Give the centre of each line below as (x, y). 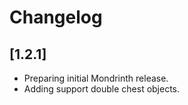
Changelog (56, 17)
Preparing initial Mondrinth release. (96, 78)
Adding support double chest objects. (102, 89)
